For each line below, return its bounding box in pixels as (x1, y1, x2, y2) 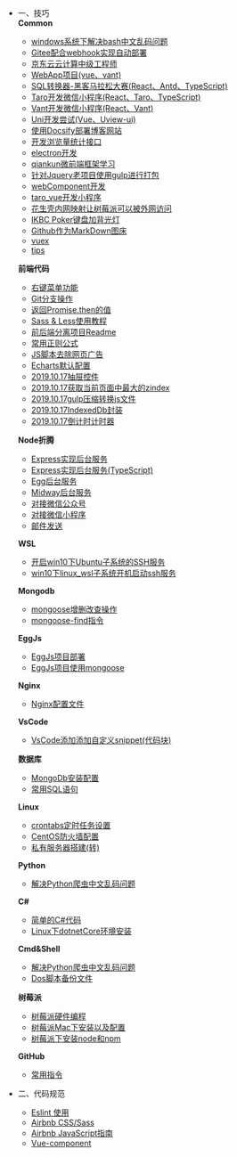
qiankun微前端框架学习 (30, 159, 116, 169)
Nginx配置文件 (30, 698, 85, 709)
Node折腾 (17, 435, 55, 445)
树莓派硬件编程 (30, 1011, 86, 1022)
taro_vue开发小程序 (30, 192, 102, 202)
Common (17, 18, 53, 29)
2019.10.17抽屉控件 (30, 371, 100, 381)
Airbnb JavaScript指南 (30, 1128, 113, 1138)
